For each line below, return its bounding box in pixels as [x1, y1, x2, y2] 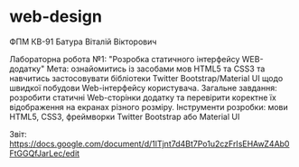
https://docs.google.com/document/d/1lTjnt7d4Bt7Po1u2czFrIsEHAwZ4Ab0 [9, 138, 290, 149]
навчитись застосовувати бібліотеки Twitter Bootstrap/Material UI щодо [9, 72, 284, 83]
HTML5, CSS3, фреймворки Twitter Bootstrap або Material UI [9, 111, 240, 122]
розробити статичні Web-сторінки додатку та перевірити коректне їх [9, 92, 277, 103]
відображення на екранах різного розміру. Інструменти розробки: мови [9, 101, 289, 112]
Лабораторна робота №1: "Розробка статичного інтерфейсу [9, 53, 240, 64]
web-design [9, 6, 102, 27]
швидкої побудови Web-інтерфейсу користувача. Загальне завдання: [9, 82, 277, 93]
